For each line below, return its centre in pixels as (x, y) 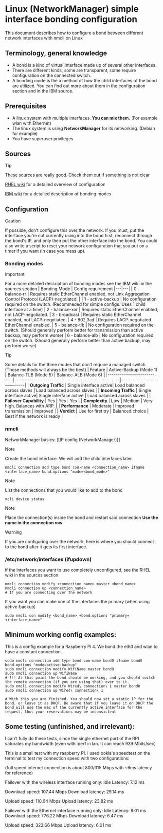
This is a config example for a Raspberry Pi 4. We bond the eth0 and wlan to (81, 647)
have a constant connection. (34, 651)
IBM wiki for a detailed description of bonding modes (58, 194)
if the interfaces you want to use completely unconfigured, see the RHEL (78, 570)
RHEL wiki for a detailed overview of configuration (55, 185)
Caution (13, 221)
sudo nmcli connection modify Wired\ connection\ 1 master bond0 (72, 686)
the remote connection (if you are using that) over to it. (67, 682)
